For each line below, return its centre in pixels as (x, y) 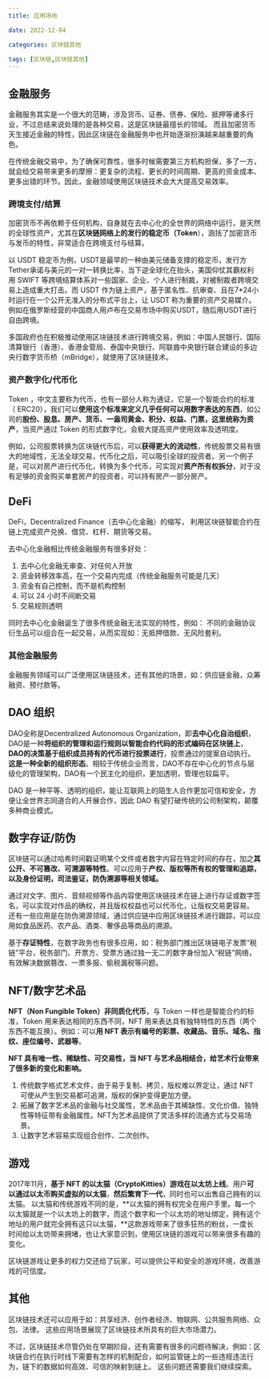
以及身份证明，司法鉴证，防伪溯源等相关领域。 (85, 878)
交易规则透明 (41, 606)
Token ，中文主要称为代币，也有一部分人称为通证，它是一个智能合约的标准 (132, 399)
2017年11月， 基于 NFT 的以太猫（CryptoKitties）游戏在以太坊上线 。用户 (128, 1184)
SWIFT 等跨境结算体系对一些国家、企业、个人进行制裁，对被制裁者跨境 (134, 280)
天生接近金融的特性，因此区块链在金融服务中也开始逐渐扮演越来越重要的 (127, 135)
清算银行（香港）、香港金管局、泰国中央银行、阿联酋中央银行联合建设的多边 (133, 347)
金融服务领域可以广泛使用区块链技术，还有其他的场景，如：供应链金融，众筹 (134, 674)
